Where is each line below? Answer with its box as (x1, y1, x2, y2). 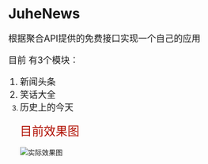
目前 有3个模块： (8, 54, 79, 65)
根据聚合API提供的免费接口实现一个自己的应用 (8, 32, 201, 44)
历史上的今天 (19, 102, 74, 113)
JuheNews (8, 5, 81, 23)
